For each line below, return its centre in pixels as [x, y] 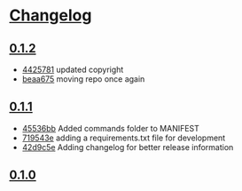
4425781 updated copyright [73, 69]
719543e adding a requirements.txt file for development [124, 138]
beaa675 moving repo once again [83, 79]
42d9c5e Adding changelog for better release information [128, 147]
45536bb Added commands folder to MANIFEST [110, 128]
